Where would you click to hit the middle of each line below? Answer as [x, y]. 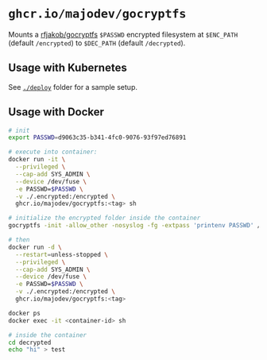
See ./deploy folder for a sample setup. [73, 87]
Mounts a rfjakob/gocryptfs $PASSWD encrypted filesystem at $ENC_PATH [123, 34]
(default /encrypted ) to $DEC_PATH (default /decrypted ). [97, 43]
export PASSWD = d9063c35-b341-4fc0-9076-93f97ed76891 [97, 137]
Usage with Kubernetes [68, 68]
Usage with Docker [56, 112]
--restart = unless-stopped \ [62, 254]
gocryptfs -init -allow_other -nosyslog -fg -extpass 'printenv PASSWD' [131, 226]
